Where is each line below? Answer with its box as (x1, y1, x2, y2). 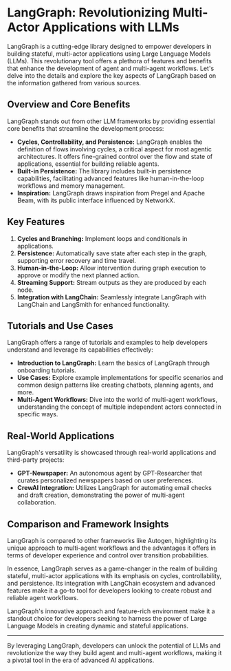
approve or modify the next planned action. (16, 270, 140, 279)
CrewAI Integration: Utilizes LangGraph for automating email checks (16, 484, 212, 492)
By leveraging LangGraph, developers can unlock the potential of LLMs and (7, 641, 221, 650)
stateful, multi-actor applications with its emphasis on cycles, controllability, (7, 572, 222, 579)
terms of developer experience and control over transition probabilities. (7, 551, 209, 559)
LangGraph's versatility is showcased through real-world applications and (7, 449, 217, 457)
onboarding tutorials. (16, 366, 77, 374)
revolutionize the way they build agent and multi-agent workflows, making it (7, 649, 222, 657)
